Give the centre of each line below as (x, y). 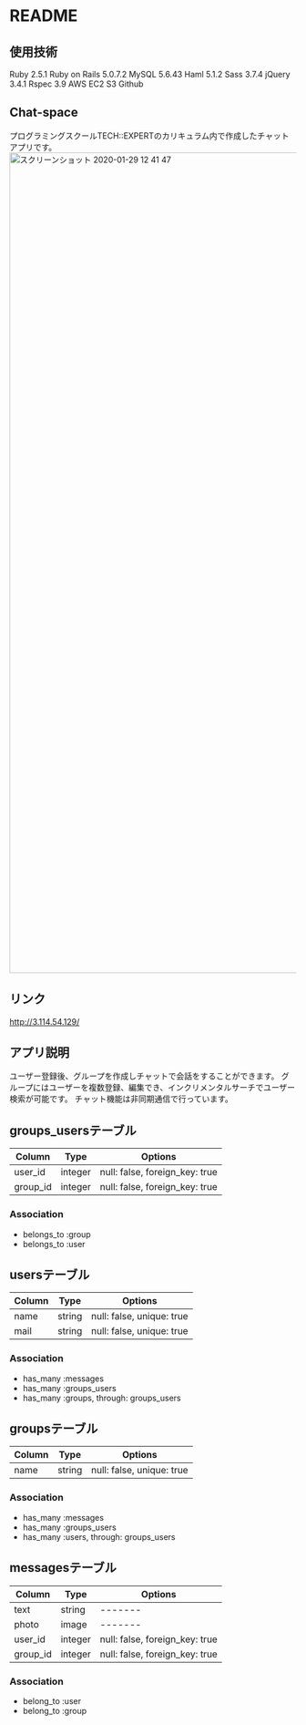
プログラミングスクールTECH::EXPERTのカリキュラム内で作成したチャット (149, 135)
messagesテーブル (63, 1568)
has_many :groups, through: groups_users (102, 1398)
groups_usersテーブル (73, 1130)
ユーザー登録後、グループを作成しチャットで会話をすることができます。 (144, 1076)
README (44, 16)
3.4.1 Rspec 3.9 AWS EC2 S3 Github (76, 84)
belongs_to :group (56, 1234)
